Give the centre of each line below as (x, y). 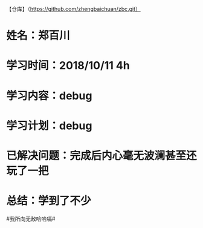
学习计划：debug (49, 126)
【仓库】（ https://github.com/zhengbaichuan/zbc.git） (73, 9)
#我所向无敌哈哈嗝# (31, 219)
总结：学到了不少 (49, 201)
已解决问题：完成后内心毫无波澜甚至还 (102, 156)
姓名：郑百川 (38, 36)
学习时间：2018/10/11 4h (68, 66)
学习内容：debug (49, 96)
